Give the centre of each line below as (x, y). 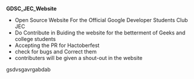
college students (35, 39)
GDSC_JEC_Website (32, 9)
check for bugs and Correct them (56, 52)
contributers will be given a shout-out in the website (79, 58)
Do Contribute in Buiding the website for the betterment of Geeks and (100, 33)
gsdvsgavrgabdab (29, 69)
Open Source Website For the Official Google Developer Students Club (101, 20)
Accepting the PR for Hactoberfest (57, 45)
